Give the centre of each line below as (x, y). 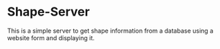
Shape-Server (48, 12)
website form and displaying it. (51, 37)
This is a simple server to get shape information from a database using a (110, 31)
